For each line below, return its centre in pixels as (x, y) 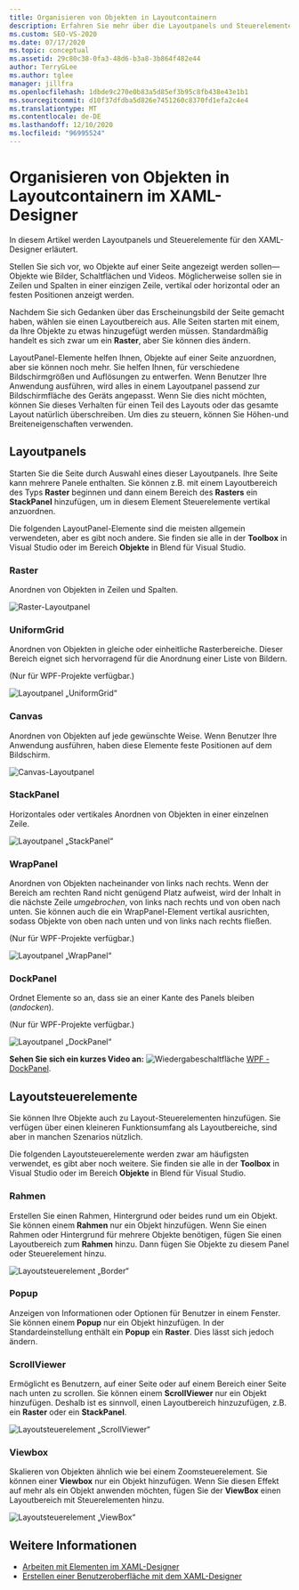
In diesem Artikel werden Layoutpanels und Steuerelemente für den (133, 239)
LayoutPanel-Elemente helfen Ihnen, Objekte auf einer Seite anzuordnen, (143, 358)
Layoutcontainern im (88, 196)
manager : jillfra (41, 84)
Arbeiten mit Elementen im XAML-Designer (101, 1567)
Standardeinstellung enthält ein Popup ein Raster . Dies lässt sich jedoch (141, 1332)
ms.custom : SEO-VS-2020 (53, 34)
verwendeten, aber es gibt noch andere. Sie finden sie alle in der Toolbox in (148, 537)
